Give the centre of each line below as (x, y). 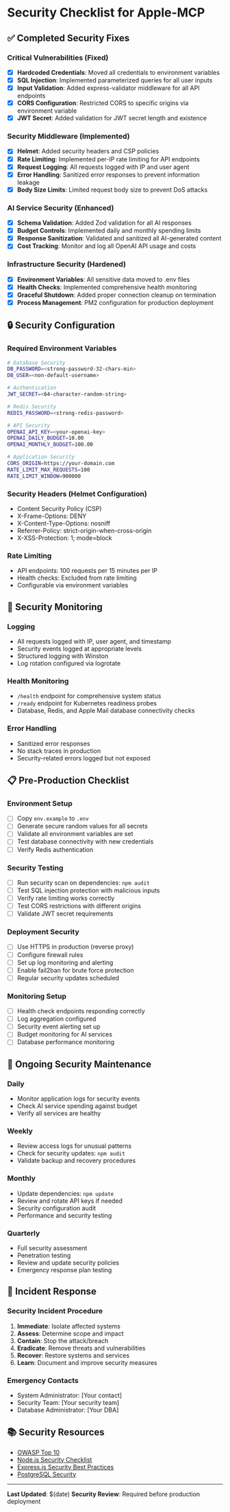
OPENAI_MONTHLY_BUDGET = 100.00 (50, 444)
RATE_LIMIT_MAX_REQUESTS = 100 (49, 470)
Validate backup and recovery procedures (76, 1161)
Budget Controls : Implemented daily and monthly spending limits (109, 231)
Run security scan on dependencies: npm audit (83, 882)
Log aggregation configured (56, 1019)
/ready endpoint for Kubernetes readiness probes (87, 703)
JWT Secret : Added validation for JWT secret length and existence (112, 118)
